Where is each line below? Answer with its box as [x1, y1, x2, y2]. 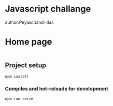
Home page [5, 36, 52, 47]
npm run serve [5, 96, 34, 101]
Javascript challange [5, 3, 91, 15]
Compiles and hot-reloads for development [5, 85, 109, 92]
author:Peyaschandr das [5, 19, 54, 25]
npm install [5, 74, 29, 79]
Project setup [5, 61, 47, 70]
